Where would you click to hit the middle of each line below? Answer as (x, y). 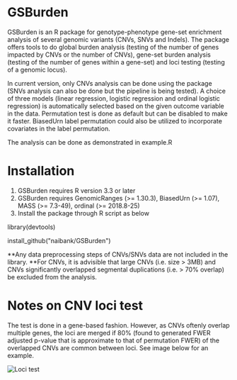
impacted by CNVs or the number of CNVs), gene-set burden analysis (109, 55)
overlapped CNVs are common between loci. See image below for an (108, 347)
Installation (41, 171)
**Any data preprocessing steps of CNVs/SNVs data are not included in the (118, 254)
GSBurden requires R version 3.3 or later (76, 190)
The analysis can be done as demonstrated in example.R (90, 142)
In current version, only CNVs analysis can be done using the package (110, 83)
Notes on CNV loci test (75, 306)
